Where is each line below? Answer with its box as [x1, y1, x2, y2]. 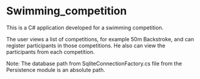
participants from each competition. [6, 48, 95, 55]
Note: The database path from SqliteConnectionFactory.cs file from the [6, 60, 182, 67]
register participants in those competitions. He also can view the [6, 42, 166, 49]
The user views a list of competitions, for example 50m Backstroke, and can [6, 35, 194, 42]
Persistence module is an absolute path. [6, 66, 106, 73]
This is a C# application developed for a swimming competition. [6, 24, 164, 31]
